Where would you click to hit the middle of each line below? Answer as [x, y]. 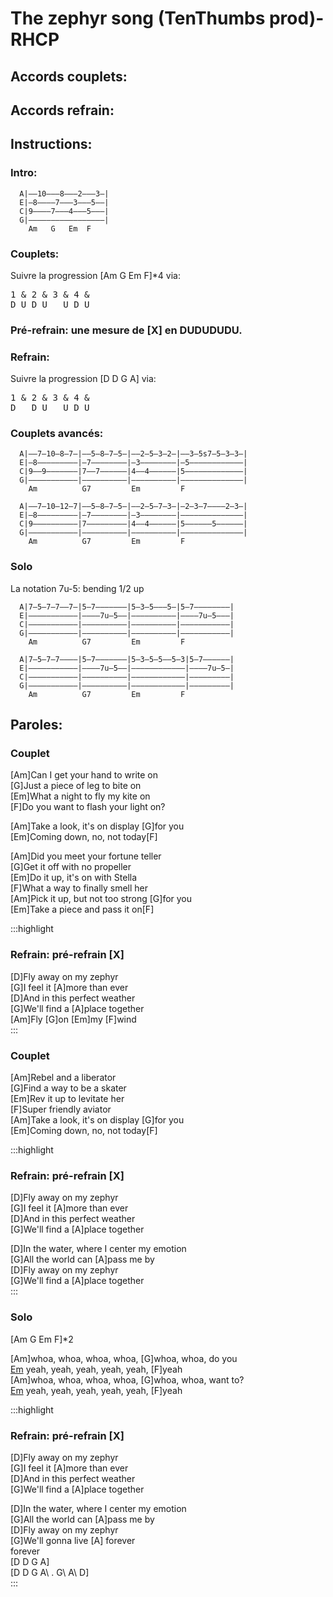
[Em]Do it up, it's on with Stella [74, 878]
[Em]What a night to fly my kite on [80, 796]
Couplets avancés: [57, 434]
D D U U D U [50, 408]
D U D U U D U [50, 304]
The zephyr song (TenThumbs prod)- [167, 18]
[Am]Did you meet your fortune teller [86, 856]
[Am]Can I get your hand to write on [84, 775]
